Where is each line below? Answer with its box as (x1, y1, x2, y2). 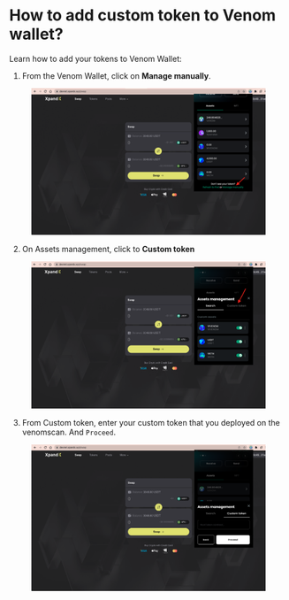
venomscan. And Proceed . (21, 427, 117, 438)
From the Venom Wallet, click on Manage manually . (21, 70, 211, 81)
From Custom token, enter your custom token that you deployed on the (21, 418, 280, 428)
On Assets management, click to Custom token (21, 243, 195, 254)
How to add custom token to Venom (9, 5, 277, 26)
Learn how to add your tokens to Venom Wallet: (9, 53, 183, 64)
